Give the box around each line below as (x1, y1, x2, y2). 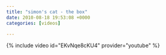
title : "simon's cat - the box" (6, 8, 88, 15)
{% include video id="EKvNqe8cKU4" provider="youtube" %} (6, 42, 160, 49)
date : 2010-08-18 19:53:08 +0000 (6, 15, 91, 21)
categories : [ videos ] (6, 20, 61, 26)
